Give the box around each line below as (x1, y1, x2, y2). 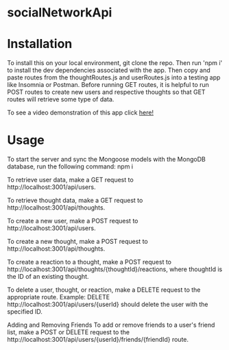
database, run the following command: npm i (7, 162, 134, 171)
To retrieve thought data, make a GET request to (7, 197, 143, 205)
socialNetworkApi (7, 5, 112, 21)
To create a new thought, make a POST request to (7, 238, 149, 246)
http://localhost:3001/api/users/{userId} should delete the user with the (7, 300, 208, 309)
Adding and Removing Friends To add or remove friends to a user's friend (7, 321, 215, 329)
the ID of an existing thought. (7, 273, 89, 281)
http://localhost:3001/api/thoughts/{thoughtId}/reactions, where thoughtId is (7, 265, 223, 273)
